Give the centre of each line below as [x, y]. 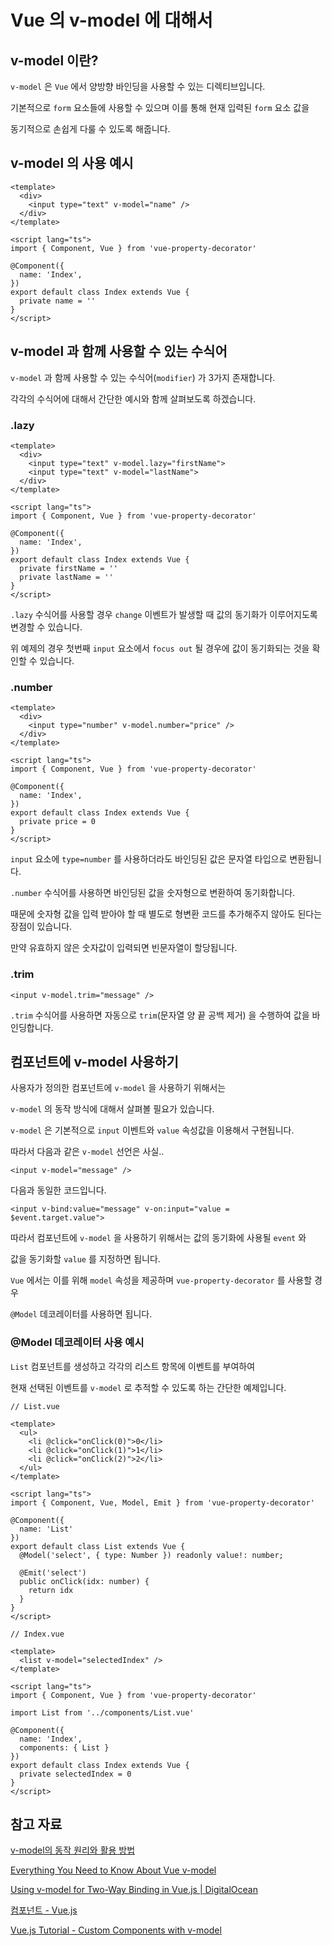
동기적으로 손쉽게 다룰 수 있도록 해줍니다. [90, 129]
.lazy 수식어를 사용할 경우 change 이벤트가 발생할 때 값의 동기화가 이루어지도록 [164, 614]
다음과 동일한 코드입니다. [58, 1190]
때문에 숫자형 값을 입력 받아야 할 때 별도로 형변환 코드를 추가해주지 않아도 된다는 [166, 914]
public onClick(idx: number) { [84, 1581]
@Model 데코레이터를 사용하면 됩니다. [81, 1314]
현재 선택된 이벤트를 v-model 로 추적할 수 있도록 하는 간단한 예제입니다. [148, 1387]
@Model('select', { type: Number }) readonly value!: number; [151, 1555]
